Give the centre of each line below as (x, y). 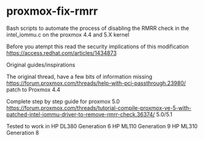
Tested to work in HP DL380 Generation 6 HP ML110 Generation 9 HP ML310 (102, 126)
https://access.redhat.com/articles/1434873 (62, 52)
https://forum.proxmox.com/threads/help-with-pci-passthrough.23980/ (96, 83)
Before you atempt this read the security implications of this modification (98, 46)
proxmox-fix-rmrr (52, 11)
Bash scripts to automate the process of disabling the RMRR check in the (98, 28)
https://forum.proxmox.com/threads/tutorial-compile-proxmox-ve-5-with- (99, 107)
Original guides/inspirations (41, 65)
